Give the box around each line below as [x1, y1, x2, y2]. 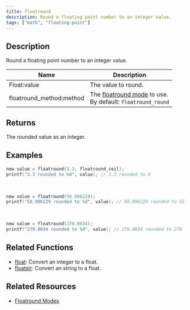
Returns [6, 118, 36, 128]
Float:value [9, 81, 40, 89]
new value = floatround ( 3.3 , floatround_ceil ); [6, 166, 125, 172]
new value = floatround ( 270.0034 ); [6, 221, 93, 227]
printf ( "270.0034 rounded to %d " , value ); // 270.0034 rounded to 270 [6, 226, 182, 232]
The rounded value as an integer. [6, 134, 86, 140]
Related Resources [6, 282, 76, 292]
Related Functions [6, 242, 74, 253]
